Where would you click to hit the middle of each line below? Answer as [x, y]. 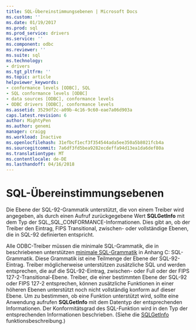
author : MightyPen [28, 121]
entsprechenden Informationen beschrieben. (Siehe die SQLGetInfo [87, 315]
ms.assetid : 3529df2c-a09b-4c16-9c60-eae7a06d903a [69, 110]
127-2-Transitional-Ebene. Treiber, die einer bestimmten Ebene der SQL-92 [97, 277]
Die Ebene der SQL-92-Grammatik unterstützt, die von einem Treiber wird [95, 210]
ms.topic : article [28, 77]
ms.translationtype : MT [35, 153]
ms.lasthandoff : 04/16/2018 [40, 164]
